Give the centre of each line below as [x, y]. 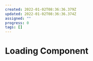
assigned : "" [18, 18]
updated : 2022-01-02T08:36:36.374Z [41, 14]
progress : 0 [17, 23]
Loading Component [47, 51]
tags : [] [14, 27]
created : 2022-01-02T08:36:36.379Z [41, 9]
